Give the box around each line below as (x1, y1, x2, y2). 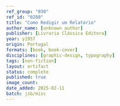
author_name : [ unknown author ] (6, 25, 83, 31)
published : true (6, 74, 46, 80)
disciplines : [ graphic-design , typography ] (6, 52, 115, 58)
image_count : (6, 80, 38, 86)
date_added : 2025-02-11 (6, 85, 65, 91)
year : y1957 (6, 36, 35, 42)
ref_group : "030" (6, 8, 49, 15)
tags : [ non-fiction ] (6, 58, 57, 64)
